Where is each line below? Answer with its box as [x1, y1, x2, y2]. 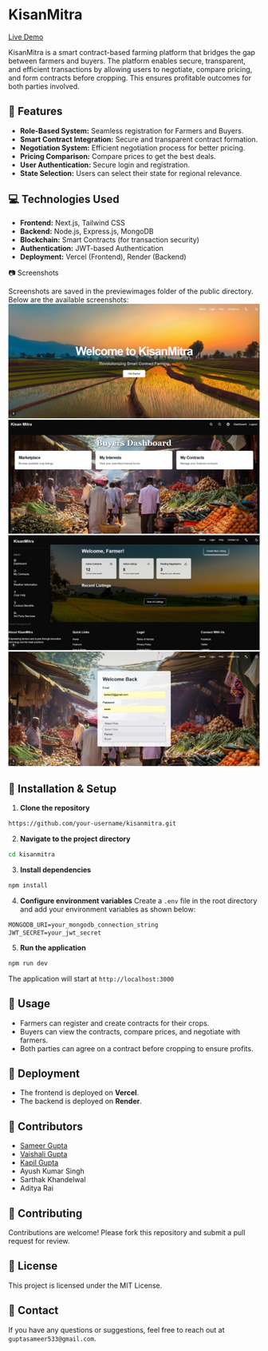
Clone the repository [19, 803, 90, 813]
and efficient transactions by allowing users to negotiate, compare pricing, [8, 64, 253, 74]
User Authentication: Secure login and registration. [19, 160, 190, 169]
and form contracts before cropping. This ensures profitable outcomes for [8, 73, 251, 82]
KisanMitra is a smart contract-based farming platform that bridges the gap [8, 47, 255, 57]
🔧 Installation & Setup [8, 782, 117, 795]
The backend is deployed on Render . [19, 1097, 142, 1106]
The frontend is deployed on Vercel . [19, 1088, 140, 1098]
